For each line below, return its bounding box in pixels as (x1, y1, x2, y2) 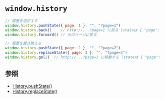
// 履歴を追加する (5, 18, 38, 23)
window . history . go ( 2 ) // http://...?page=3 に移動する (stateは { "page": (5, 55, 161, 60)
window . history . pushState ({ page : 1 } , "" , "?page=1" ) (5, 23, 121, 28)
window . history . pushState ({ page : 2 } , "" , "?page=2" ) (5, 46, 121, 51)
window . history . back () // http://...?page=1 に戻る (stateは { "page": (5, 28, 160, 33)
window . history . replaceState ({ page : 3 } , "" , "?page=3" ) (5, 50, 127, 55)
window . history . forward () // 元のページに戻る (5, 32, 97, 37)
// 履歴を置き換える (5, 41, 42, 46)
